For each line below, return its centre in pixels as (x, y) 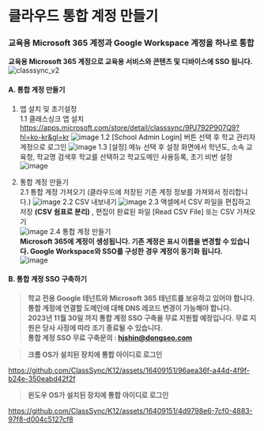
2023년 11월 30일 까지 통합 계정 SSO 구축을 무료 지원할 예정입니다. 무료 (138, 318)
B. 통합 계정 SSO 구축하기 (47, 279)
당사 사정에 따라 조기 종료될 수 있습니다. (103, 327)
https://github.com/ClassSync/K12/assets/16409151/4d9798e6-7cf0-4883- (130, 410)
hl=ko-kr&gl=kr (44, 137)
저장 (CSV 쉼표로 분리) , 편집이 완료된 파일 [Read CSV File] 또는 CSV (127, 211)
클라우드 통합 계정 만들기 (83, 16)
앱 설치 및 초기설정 (48, 108)
